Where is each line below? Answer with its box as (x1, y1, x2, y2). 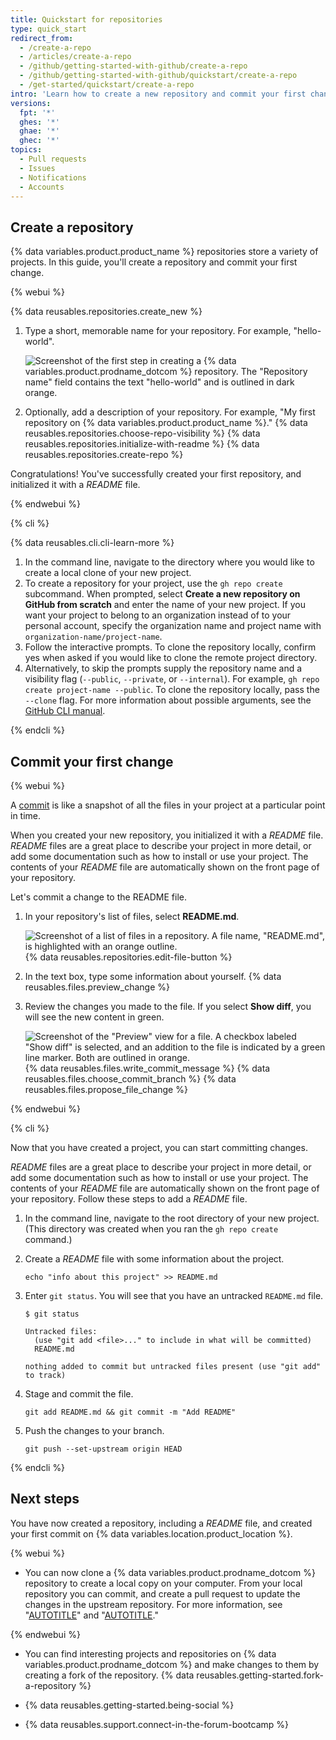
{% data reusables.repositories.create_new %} (10, 306, 203, 318)
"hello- (293, 325, 322, 337)
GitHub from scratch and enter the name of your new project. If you (24, 599, 306, 611)
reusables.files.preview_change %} (24, 981, 170, 993)
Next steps (10, 1491, 80, 1508)
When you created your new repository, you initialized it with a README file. (10, 829, 324, 841)
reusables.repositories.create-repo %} (24, 449, 184, 461)
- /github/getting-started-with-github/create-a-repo (19, 61, 248, 71)
